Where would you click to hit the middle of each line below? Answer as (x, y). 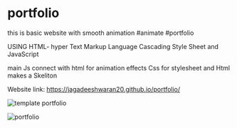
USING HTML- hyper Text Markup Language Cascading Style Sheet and (113, 46)
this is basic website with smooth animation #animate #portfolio (101, 33)
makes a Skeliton (32, 75)
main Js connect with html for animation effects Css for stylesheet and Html (118, 68)
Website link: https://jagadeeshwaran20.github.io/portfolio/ (94, 89)
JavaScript (23, 54)
